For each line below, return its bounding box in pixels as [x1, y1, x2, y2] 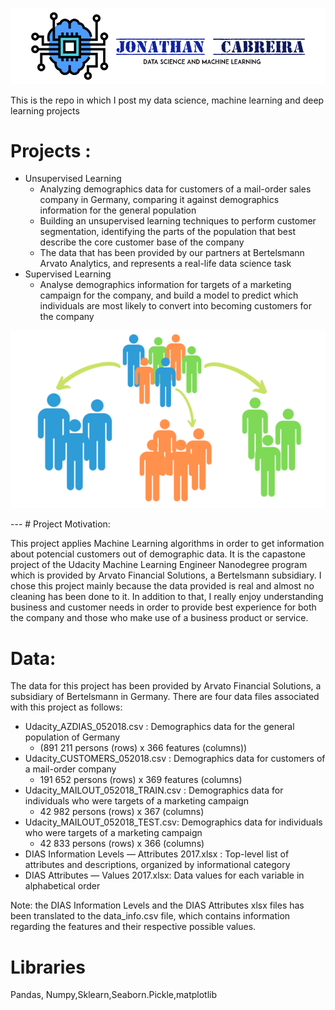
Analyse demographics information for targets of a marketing [39, 279, 292, 291]
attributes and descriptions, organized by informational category [24, 859, 291, 871]
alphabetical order [24, 880, 101, 892]
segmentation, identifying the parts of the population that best [39, 226, 296, 238]
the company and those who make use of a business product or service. [10, 612, 309, 624]
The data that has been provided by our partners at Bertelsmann [39, 247, 305, 259]
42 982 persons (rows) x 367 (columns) [39, 806, 205, 818]
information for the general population [39, 204, 197, 217]
